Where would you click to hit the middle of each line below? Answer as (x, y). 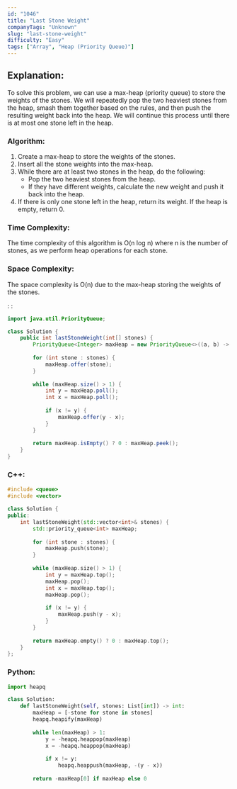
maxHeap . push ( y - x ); (89, 615)
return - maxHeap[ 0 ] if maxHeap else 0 (90, 778)
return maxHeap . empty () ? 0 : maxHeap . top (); (101, 641)
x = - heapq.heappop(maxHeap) (88, 746)
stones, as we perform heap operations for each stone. (88, 251)
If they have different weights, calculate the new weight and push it (126, 187)
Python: (21, 672)
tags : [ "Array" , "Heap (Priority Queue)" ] (71, 47)
